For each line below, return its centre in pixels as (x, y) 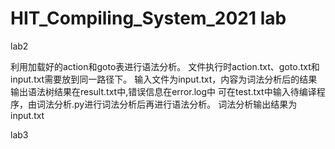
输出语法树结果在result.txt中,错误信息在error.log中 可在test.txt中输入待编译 (163, 91)
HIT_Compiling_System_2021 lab (148, 18)
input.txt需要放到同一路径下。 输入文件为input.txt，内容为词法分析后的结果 (164, 79)
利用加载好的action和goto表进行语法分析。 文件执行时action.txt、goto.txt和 (165, 66)
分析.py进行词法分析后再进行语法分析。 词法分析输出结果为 (175, 104)
